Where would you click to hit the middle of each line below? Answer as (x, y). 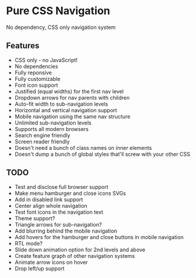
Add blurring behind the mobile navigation (66, 231)
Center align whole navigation (51, 205)
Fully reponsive (33, 73)
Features (23, 46)
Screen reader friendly (42, 141)
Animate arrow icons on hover (51, 262)
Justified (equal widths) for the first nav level (69, 91)
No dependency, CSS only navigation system (61, 27)
